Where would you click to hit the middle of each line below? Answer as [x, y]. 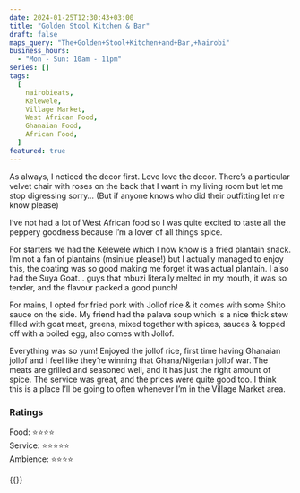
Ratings [26, 411]
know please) [34, 205]
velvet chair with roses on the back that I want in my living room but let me [146, 186]
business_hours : [39, 51]
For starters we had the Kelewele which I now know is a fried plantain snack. [150, 249]
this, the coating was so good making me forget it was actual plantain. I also [149, 268]
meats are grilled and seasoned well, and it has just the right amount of [140, 369]
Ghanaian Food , [54, 126]
